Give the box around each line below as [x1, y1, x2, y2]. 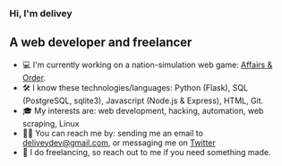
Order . [21, 72, 47, 83]
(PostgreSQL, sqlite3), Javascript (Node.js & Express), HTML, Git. [21, 95, 264, 106]
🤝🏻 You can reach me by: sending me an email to [21, 127, 204, 138]
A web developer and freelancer [9, 35, 192, 50]
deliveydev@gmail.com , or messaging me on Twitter [21, 137, 217, 148]
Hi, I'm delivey [9, 7, 73, 20]
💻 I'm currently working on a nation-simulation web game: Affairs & [21, 59, 273, 70]
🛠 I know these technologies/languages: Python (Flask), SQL [21, 82, 249, 92]
